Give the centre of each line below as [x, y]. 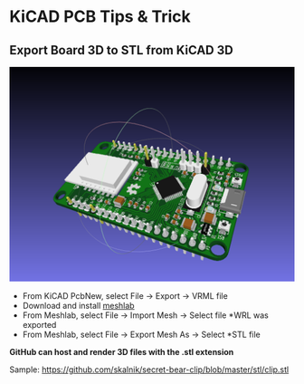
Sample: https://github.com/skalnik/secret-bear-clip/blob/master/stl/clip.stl [149, 370]
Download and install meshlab [78, 305]
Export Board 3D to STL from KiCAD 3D [121, 50]
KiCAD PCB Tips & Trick [100, 17]
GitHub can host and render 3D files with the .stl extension [122, 351]
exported [39, 324]
